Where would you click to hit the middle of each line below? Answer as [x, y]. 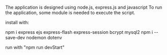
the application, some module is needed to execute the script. [70, 13]
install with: [17, 22]
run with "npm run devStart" [35, 47]
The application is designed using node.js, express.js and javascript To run [84, 7]
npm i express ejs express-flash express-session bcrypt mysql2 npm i [79, 32]
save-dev [15, 38]
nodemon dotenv [44, 38]
